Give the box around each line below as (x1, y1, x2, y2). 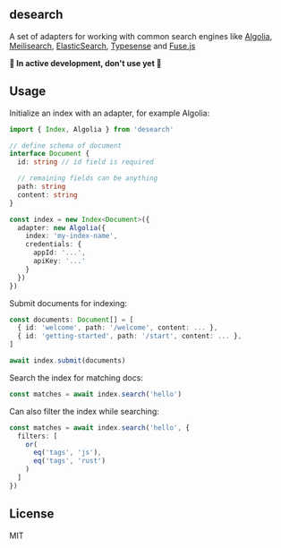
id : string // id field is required (17, 158, 154, 167)
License (9, 506, 55, 522)
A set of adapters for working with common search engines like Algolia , (9, 30, 273, 41)
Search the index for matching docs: (9, 372, 143, 383)
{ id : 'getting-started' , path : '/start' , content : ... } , (17, 331, 243, 341)
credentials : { (25, 240, 82, 249)
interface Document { (9, 150, 90, 158)
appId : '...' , (32, 248, 87, 258)
